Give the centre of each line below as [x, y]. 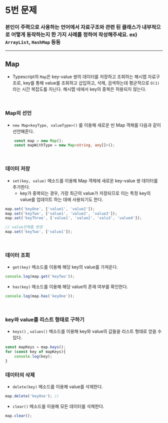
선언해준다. [23, 131]
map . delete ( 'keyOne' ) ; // [32, 396]
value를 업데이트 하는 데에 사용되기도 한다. [61, 199]
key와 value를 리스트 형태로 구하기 [45, 319]
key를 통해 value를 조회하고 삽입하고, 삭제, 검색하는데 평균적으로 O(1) [91, 83]
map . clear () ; [19, 416]
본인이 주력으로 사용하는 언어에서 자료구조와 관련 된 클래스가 [73, 27]
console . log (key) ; [33, 356]
